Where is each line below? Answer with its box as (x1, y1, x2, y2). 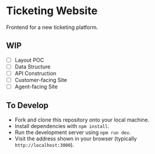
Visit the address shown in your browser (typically (14, 135, 137, 142)
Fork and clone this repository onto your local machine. (14, 116, 150, 123)
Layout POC (14, 56, 44, 63)
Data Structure (14, 63, 51, 70)
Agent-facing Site (14, 83, 58, 90)
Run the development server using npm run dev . (14, 129, 131, 136)
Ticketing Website (6, 4, 98, 18)
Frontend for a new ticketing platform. (6, 24, 98, 31)
